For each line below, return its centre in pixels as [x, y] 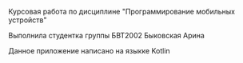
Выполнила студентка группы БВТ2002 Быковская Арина [107, 35]
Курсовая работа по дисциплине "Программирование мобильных [122, 12]
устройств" [28, 20]
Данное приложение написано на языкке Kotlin [89, 51]
